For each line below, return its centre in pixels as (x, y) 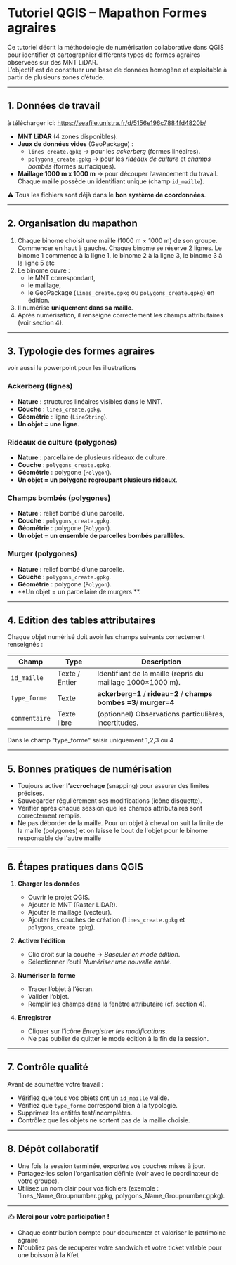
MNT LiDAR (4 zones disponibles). (67, 136)
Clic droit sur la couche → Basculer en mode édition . (104, 954)
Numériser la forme (46, 975)
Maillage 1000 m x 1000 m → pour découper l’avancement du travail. (118, 173)
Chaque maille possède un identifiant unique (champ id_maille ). (111, 181)
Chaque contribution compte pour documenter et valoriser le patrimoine (122, 1232)
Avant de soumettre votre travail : (55, 1084)
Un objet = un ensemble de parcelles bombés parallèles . (101, 536)
